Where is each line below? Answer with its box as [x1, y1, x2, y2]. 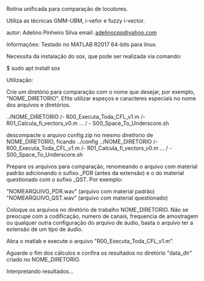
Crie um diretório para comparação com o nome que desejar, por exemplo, [6, 88, 195, 96]
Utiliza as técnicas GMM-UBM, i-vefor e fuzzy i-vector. [6, 17, 145, 24]
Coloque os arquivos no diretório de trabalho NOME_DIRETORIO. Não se [6, 206, 189, 213]
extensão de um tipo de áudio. [6, 226, 83, 233]
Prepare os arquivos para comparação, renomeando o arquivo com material [6, 163, 198, 170]
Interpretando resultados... [6, 268, 74, 275]
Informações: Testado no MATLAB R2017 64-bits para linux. [6, 41, 157, 48]
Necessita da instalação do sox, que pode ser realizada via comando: [6, 53, 182, 60]
